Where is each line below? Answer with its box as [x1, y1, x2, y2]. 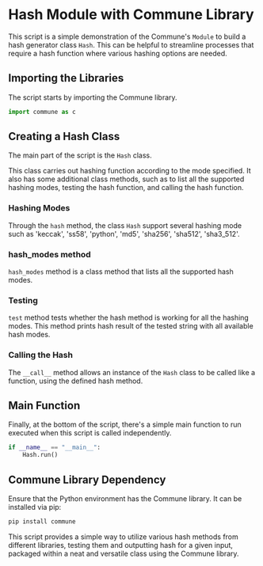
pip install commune [8, 518, 77, 526]
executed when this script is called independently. [8, 428, 172, 438]
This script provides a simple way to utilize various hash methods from [8, 532, 239, 541]
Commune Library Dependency [8, 473, 166, 486]
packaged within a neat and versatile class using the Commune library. [8, 549, 239, 558]
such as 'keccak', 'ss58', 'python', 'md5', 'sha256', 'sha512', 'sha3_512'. [8, 229, 240, 238]
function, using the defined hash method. [8, 376, 143, 386]
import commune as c [8, 108, 77, 116]
